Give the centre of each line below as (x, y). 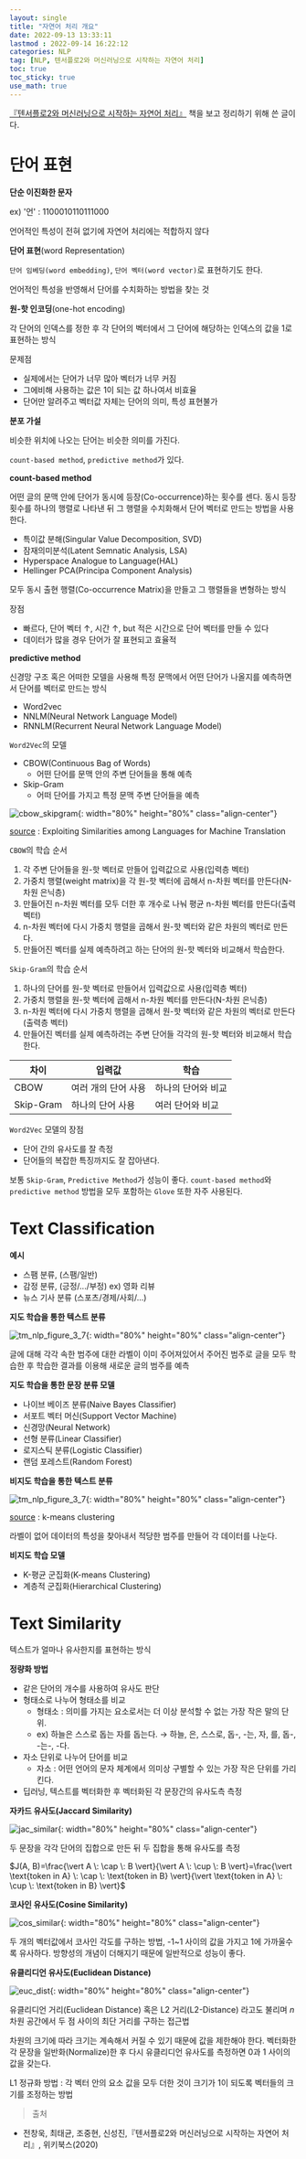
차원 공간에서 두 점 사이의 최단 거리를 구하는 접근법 (100, 2021)
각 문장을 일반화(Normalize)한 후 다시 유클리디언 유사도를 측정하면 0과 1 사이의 (150, 2052)
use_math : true (38, 86)
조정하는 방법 (49, 2094)
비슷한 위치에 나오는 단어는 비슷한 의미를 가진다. (95, 440)
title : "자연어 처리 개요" (54, 27)
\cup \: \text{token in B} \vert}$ (68, 1886)
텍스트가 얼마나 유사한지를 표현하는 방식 (80, 1650)
